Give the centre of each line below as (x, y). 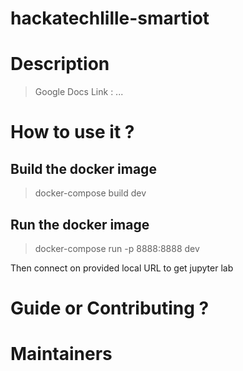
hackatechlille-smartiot (110, 18)
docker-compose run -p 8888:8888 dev (117, 248)
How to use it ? (72, 132)
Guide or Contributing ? (110, 308)
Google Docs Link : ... (79, 92)
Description (60, 64)
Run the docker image (80, 224)
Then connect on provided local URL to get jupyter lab (122, 268)
